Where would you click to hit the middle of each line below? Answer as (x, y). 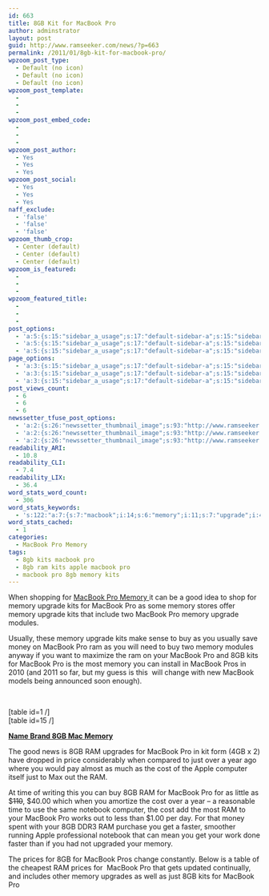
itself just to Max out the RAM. (58, 777)
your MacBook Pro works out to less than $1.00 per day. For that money (126, 818)
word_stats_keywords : (44, 507)
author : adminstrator (44, 30)
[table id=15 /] (31, 720)
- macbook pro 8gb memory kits (68, 575)
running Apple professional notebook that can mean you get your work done (134, 835)
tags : (17, 552)
